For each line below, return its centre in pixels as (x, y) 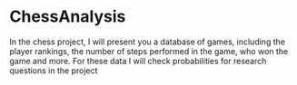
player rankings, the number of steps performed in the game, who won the (149, 51)
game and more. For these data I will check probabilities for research (138, 61)
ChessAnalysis (68, 17)
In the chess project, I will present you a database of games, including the (148, 42)
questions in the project (54, 71)
